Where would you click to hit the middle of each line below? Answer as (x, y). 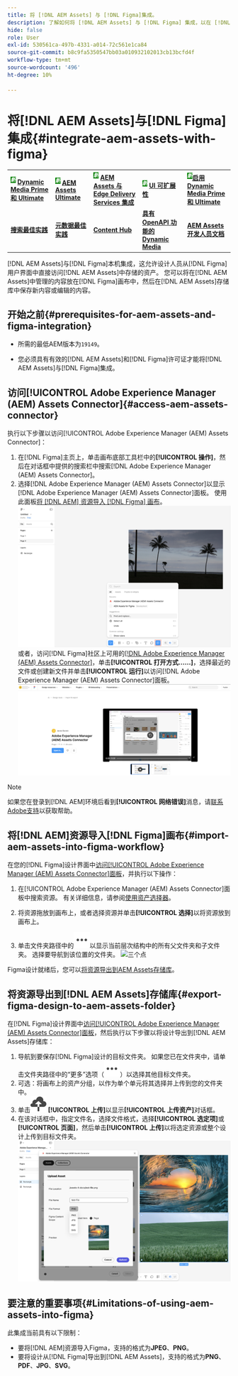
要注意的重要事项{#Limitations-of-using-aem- (110, 1303)
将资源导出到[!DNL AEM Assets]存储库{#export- (114, 994)
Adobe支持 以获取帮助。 (42, 811)
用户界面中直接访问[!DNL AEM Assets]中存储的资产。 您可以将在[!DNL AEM (118, 272)
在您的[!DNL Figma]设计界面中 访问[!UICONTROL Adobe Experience (106, 865)
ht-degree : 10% (30, 75)
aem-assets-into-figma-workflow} (86, 846)
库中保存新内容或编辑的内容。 (51, 290)
